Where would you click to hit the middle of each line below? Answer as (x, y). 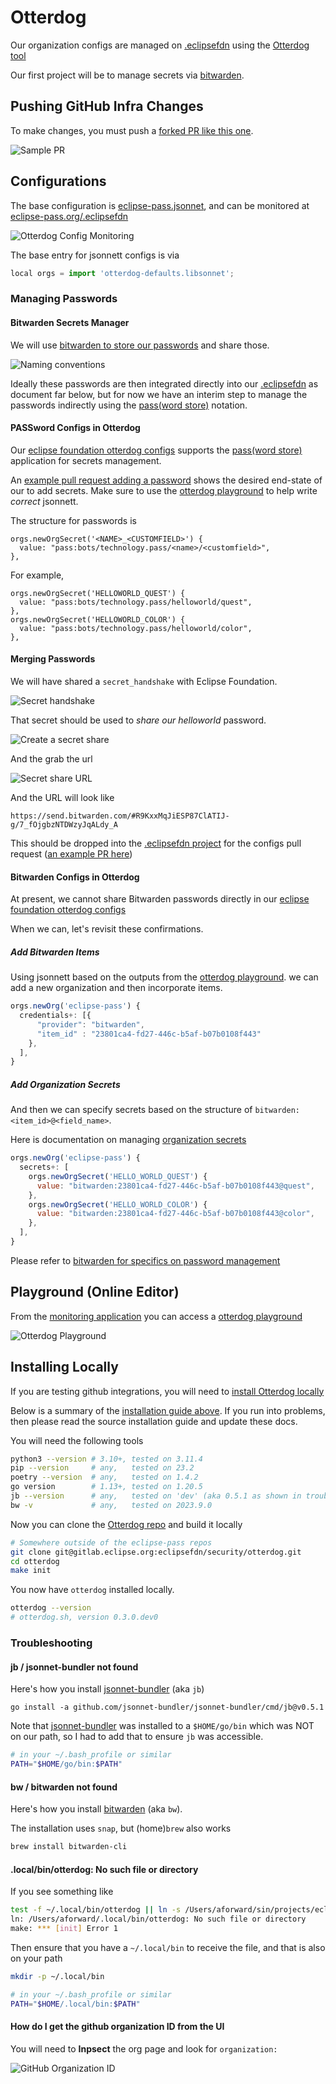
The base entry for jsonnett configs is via (95, 255)
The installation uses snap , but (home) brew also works (121, 1828)
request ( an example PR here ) (71, 853)
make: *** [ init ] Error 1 (64, 1929)
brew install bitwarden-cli (69, 1847)
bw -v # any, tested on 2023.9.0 (111, 1505)
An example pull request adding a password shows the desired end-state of (166, 480)
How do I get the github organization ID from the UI (117, 2027)
